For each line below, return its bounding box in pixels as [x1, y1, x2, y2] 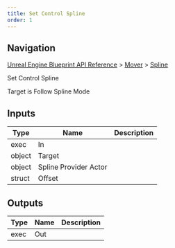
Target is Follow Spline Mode [7, 87, 90, 96]
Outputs [7, 197, 44, 209]
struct [10, 174, 30, 184]
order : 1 [7, 17, 33, 24]
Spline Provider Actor [37, 162, 108, 172]
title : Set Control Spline [7, 10, 85, 17]
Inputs [7, 107, 36, 119]
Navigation [7, 42, 56, 54]
